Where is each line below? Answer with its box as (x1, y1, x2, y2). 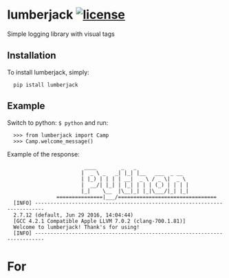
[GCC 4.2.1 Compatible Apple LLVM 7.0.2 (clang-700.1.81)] (13, 217, 186, 224)
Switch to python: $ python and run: (7, 118, 109, 127)
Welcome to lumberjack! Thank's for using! (13, 224, 140, 230)
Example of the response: (7, 150, 80, 158)
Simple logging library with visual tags (7, 30, 115, 38)
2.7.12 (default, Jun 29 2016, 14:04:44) (13, 211, 134, 219)
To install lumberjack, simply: (7, 68, 89, 76)
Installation (7, 50, 56, 61)
